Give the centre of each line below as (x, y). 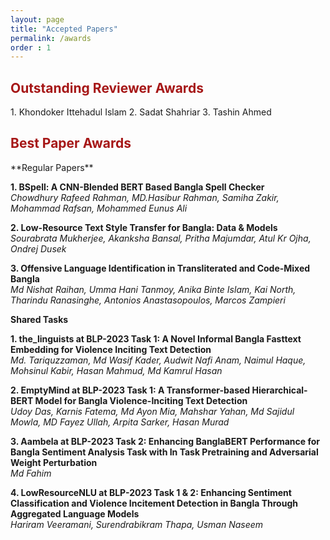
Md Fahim (31, 473)
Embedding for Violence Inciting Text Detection (111, 349)
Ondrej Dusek (38, 248)
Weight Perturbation (54, 462)
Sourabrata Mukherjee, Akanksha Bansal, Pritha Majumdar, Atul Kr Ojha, (161, 238)
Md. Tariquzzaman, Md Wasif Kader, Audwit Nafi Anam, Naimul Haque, (158, 360)
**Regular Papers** (52, 167)
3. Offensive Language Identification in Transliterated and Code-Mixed (160, 268)
